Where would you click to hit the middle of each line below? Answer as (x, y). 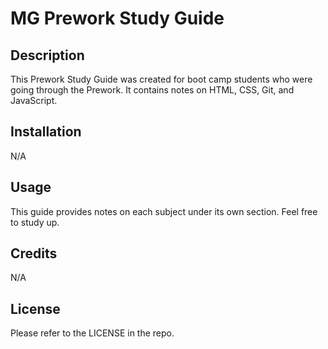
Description (47, 55)
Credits (34, 253)
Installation (46, 132)
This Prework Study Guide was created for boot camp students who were (161, 79)
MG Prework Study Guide (117, 18)
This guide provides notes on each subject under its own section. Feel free (164, 211)
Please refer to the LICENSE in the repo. (92, 333)
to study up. (35, 222)
